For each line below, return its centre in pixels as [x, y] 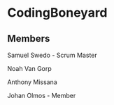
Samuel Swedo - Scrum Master [52, 55]
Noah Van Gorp [30, 68]
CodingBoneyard [57, 13]
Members [29, 39]
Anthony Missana [32, 82]
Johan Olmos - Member [42, 96]
